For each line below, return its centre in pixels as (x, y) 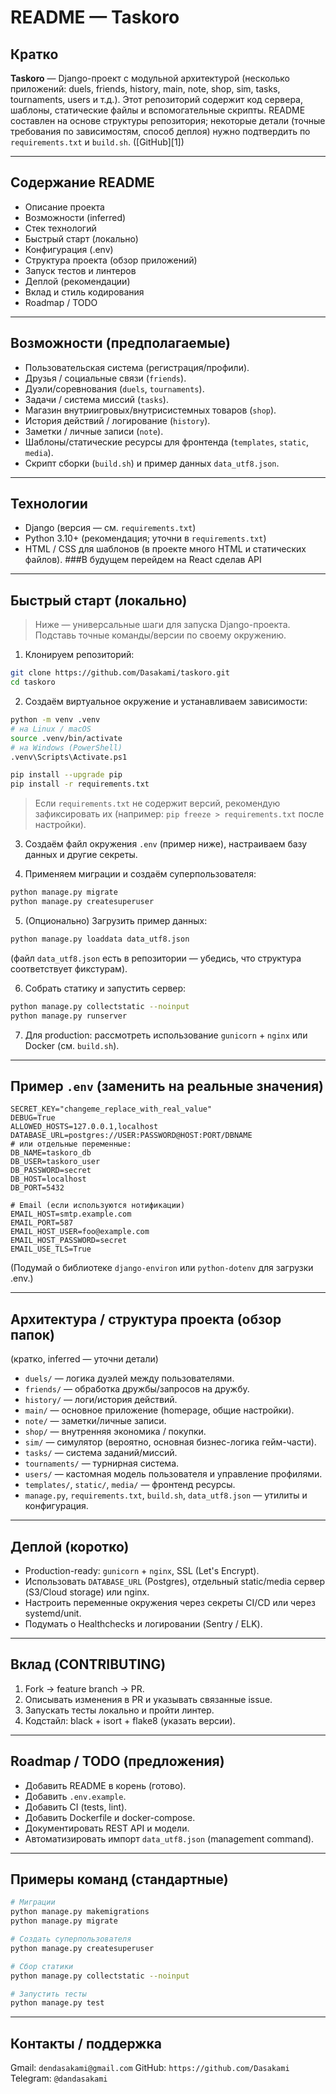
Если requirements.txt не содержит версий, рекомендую (157, 803)
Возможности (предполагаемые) (121, 343)
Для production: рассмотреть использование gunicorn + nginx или (166, 1035)
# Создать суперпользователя (71, 1939)
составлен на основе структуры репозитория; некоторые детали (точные (168, 120)
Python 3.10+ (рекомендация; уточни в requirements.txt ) (145, 538)
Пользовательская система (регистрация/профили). (137, 367)
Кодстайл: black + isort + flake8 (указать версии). (130, 1720)
